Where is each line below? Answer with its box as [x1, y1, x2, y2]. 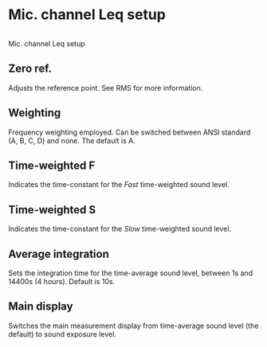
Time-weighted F [8, 158, 96, 172]
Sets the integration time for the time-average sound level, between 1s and [8, 268, 253, 278]
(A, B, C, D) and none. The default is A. [8, 135, 135, 145]
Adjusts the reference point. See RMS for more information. [8, 83, 203, 92]
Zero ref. [8, 62, 53, 76]
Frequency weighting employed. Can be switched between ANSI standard [8, 127, 251, 137]
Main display [8, 300, 73, 314]
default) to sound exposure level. [8, 329, 117, 339]
